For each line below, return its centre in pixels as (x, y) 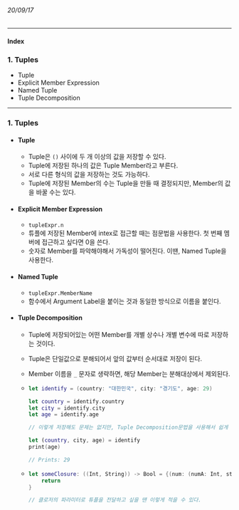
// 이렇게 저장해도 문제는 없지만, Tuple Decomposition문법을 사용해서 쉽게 (128, 427)
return (51, 481)
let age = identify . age (64, 415)
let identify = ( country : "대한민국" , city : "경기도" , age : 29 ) (120, 388)
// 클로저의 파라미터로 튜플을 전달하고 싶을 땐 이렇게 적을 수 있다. (115, 500)
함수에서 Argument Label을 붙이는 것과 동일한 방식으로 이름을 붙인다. (125, 301)
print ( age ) (44, 447)
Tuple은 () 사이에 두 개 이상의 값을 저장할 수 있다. (97, 157)
